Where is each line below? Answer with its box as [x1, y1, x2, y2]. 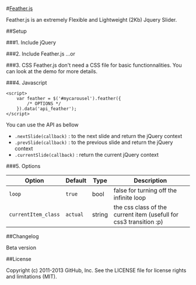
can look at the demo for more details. [6, 68, 98, 75]
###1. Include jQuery [6, 39, 57, 46]
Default [65, 177, 86, 184]
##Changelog [6, 233, 39, 239]
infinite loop [113, 194, 146, 201]
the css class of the [113, 203, 167, 211]
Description [134, 177, 167, 184]
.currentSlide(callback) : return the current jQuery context [14, 152, 159, 158]
